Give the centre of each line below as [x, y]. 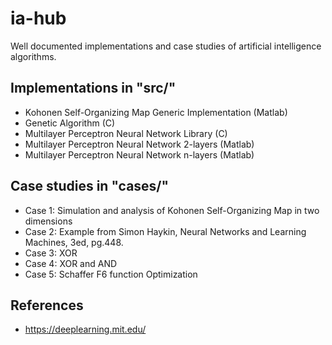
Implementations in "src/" [93, 88]
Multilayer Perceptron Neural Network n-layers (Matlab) [139, 154]
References [47, 305]
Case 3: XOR [51, 253]
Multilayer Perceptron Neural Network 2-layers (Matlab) [139, 144]
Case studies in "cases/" [90, 186]
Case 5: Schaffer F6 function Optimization [111, 274]
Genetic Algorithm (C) [70, 123]
